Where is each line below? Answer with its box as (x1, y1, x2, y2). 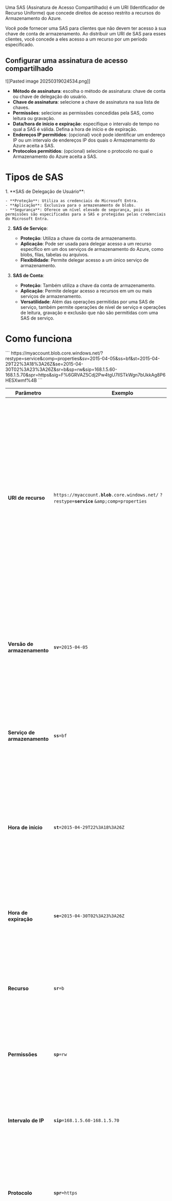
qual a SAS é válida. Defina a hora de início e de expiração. (12, 126, 137, 132)
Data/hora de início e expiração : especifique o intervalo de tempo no (12, 121, 160, 127)
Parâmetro (15, 389, 41, 397)
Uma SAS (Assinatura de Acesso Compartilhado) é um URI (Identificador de (5, 5, 165, 10)
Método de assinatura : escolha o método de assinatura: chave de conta (12, 88, 166, 94)
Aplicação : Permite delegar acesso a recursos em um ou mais (20, 287, 152, 294)
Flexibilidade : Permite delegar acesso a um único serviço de (20, 257, 149, 263)
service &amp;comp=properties (74, 498, 147, 504)
